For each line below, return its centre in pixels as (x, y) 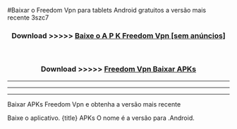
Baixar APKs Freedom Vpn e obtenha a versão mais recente (94, 104)
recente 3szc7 (28, 18)
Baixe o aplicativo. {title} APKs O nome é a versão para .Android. (101, 118)
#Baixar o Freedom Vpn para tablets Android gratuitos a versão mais (107, 10)
